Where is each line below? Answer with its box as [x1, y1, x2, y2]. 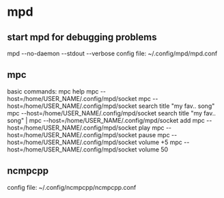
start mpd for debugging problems [7, 31, 157, 43]
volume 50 [138, 145, 169, 154]
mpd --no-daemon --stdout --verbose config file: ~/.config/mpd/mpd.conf [7, 49, 218, 57]
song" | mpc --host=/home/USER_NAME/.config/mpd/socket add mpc [7, 116, 205, 124]
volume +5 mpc [138, 138, 183, 146]
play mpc [138, 124, 165, 132]
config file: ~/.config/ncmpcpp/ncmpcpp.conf [7, 183, 137, 191]
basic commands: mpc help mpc [7, 87, 99, 96]
